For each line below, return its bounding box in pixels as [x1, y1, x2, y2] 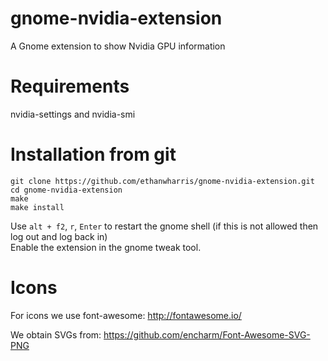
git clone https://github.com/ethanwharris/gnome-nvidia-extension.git [10, 176, 315, 186]
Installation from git [10, 143, 177, 166]
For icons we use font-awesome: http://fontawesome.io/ [10, 309, 242, 321]
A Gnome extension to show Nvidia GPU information [10, 40, 226, 52]
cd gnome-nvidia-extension [10, 185, 123, 195]
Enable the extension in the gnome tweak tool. [10, 241, 202, 253]
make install [10, 202, 65, 212]
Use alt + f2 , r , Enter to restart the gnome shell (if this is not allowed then [10, 220, 319, 232]
